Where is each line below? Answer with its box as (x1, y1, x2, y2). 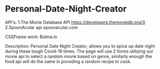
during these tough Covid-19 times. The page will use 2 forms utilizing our (5, 48, 154, 54)
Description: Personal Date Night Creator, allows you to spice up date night (5, 43, 155, 49)
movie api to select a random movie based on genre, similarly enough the (5, 53, 152, 59)
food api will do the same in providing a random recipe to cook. (5, 58, 132, 64)
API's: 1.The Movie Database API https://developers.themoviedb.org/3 (5, 19, 145, 25)
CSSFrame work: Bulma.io (5, 34, 57, 40)
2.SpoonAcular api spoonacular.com (5, 24, 78, 30)
